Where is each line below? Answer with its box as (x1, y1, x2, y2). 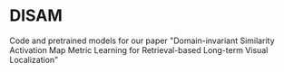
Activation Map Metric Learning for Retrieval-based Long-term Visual (9, 44, 269, 55)
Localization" (9, 54, 59, 65)
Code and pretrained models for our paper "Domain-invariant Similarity (9, 35, 275, 46)
